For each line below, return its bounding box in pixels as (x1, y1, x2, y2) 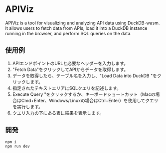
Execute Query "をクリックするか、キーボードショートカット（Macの (12, 91, 156, 97)
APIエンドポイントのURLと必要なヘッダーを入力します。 (12, 60, 129, 66)
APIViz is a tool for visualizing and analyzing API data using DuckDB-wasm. (5, 20, 160, 26)
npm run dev (5, 144, 30, 149)
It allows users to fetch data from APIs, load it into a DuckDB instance (5, 25, 148, 31)
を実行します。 (12, 103, 43, 110)
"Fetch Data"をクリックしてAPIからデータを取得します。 (12, 66, 129, 73)
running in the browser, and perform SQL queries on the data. (5, 30, 132, 36)
